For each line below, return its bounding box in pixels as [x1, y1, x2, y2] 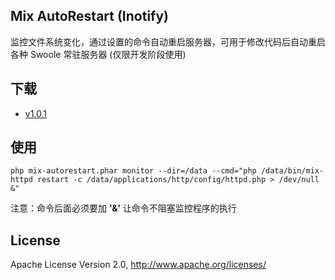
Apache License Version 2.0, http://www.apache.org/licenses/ [10, 259, 267, 271]
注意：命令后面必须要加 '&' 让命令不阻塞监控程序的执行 [10, 202, 237, 214]
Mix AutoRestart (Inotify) [10, 8, 170, 25]
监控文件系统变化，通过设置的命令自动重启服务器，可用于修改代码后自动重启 [10, 35, 326, 48]
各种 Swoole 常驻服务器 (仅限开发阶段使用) [10, 48, 187, 60]
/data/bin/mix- [260, 166, 325, 176]
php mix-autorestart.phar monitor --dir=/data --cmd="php [10, 166, 257, 176]
